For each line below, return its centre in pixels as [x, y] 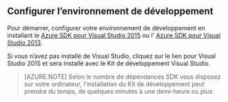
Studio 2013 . [25, 42]
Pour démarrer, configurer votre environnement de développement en [106, 28]
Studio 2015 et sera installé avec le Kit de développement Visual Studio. [108, 63]
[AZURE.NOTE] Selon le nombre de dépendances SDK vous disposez [122, 76]
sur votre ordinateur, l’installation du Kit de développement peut [114, 84]
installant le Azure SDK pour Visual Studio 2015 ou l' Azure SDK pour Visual [114, 35]
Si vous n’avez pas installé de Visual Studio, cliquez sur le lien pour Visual [111, 56]
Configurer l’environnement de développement [110, 11]
